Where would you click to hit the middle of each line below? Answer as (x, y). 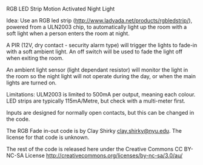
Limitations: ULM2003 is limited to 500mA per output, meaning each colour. (101, 94)
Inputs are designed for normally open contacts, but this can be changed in (100, 113)
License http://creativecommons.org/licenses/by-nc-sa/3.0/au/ (104, 155)
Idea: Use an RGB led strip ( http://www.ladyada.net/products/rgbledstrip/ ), (99, 20)
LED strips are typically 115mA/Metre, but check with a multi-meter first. (96, 101)
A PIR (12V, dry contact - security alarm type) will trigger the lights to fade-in (102, 45)
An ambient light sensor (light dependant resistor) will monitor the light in (97, 70)
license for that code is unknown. (48, 137)
